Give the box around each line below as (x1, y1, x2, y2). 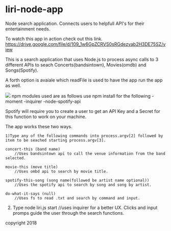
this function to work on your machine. (5, 113, 87, 120)
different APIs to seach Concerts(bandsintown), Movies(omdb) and (5, 62, 146, 68)
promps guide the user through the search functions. (12, 210, 124, 216)
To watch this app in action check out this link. (5, 36, 103, 42)
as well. (5, 82, 21, 89)
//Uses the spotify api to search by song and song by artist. (14, 182, 152, 187)
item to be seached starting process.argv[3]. (5, 137, 106, 143)
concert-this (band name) (5, 147, 60, 152)
